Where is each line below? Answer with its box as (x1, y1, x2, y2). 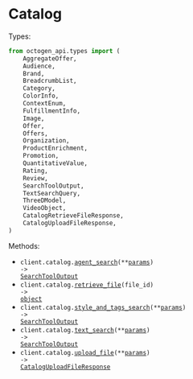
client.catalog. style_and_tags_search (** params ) (19, 303, 187, 311)
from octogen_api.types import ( (8, 47, 121, 55)
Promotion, (23, 152, 60, 160)
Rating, (23, 167, 48, 175)
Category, (23, 84, 56, 93)
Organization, (23, 137, 70, 145)
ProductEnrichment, (23, 144, 88, 153)
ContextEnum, (23, 100, 67, 108)
